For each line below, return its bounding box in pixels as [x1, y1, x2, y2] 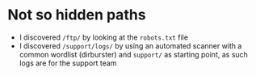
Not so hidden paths [7, 6, 146, 24]
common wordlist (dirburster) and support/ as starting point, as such [19, 49, 248, 59]
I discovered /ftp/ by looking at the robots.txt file [19, 32, 189, 42]
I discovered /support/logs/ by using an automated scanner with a [19, 40, 242, 50]
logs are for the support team [19, 58, 117, 68]
